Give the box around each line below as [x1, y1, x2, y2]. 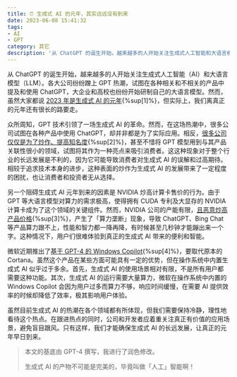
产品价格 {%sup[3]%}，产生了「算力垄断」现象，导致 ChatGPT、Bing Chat [7, 214, 224, 223]
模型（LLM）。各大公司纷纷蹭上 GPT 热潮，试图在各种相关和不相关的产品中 [7, 78, 224, 87]
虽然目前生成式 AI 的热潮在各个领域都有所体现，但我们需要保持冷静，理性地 [7, 306, 227, 314]
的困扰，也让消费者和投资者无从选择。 [7, 173, 119, 181]
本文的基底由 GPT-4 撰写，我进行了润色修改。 [24, 347, 159, 356]
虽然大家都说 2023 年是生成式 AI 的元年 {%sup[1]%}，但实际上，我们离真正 [7, 96, 226, 104]
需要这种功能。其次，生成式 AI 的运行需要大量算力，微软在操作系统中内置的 [7, 273, 227, 282]
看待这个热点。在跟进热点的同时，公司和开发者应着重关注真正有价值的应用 [7, 314, 224, 323]
